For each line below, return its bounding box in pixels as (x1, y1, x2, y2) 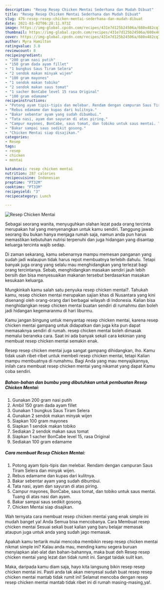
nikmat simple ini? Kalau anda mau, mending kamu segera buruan (5, 543, 138, 549)
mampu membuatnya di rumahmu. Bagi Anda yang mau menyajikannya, (5, 358, 149, 364)
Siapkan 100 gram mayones (12, 418, 68, 424)
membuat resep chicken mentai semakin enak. (5, 338, 99, 344)
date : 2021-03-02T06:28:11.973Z (5, 21, 71, 26)
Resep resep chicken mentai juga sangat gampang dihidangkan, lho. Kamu (5, 347, 155, 353)
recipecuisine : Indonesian (5, 175, 60, 180)
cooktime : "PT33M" (5, 185, 42, 190)
